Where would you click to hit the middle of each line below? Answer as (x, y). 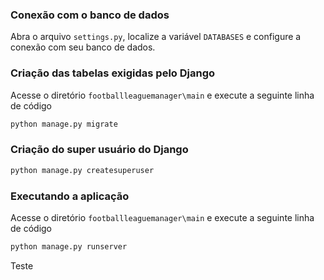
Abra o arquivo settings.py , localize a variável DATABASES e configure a (156, 37)
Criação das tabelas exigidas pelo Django (113, 73)
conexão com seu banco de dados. (83, 47)
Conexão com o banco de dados (90, 15)
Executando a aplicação (70, 196)
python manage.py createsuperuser (82, 170)
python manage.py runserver (69, 246)
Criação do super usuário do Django (99, 150)
